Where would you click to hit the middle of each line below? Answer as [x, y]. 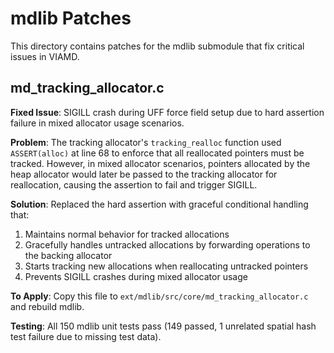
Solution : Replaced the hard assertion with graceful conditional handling [159, 204]
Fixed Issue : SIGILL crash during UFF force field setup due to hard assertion [167, 112]
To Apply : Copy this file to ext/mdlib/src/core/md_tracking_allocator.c [159, 296]
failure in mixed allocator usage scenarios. [97, 123]
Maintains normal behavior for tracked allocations [127, 234]
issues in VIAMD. [45, 56]
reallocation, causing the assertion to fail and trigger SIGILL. [134, 184]
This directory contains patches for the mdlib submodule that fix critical [157, 46]
